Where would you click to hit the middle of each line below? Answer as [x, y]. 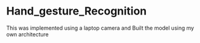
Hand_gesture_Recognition [77, 11]
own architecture [28, 34]
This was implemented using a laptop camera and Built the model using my [100, 28]
